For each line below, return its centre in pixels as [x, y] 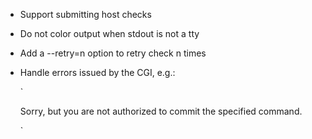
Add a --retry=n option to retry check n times [113, 53]
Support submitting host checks [85, 14]
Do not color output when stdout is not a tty [109, 33]
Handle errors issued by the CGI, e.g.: [97, 72]
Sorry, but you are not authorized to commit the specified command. [161, 111]
